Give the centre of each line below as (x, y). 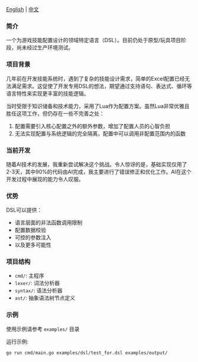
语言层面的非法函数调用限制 (48, 223)
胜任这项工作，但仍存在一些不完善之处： (55, 113)
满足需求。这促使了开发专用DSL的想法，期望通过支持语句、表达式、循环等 (101, 86)
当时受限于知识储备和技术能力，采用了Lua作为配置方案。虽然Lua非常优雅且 (98, 106)
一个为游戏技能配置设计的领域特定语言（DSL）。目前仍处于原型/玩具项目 (94, 40)
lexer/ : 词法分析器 (37, 283)
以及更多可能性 (33, 245)
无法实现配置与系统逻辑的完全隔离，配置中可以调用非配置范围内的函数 (100, 134)
